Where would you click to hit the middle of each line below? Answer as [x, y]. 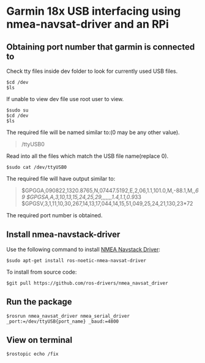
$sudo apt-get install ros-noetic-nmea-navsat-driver [76, 260]
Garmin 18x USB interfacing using [94, 11]
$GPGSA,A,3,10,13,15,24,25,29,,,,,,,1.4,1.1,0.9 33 [84, 197]
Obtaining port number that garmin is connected [101, 47]
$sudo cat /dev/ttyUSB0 [37, 167]
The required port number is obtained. [54, 215]
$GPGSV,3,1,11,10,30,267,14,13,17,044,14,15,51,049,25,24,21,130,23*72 [107, 204]
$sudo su [17, 110]
